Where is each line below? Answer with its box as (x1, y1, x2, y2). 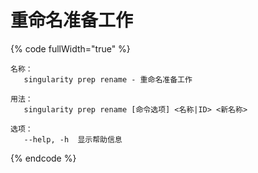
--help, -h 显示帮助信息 (23, 134, 123, 145)
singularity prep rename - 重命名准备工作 (23, 74, 193, 85)
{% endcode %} (10, 152, 77, 164)
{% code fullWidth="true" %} (10, 42, 131, 55)
